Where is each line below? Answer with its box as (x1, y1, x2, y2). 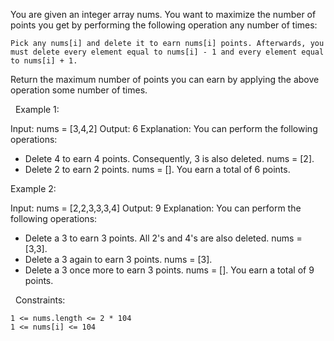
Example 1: (14, 104, 60, 115)
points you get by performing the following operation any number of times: (10, 19, 318, 31)
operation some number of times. (10, 84, 148, 96)
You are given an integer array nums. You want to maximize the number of (10, 9, 317, 20)
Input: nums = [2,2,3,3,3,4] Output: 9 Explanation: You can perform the (10, 202, 302, 214)
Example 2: (10, 183, 57, 194)
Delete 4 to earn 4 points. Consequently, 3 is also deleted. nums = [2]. (24, 153, 315, 164)
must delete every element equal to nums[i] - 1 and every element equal (10, 47, 325, 57)
